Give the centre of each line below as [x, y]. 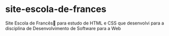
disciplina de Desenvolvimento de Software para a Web [63, 28]
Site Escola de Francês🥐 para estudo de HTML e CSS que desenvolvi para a [85, 23]
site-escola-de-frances [56, 9]
